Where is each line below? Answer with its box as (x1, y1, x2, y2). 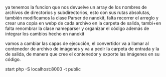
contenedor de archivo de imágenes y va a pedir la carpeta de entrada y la (5, 46, 159, 51)
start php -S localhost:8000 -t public (5, 66, 81, 72)
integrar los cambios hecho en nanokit (5, 31, 85, 36)
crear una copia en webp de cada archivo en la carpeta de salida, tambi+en (5, 20, 161, 26)
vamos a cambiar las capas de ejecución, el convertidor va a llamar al (5, 40, 149, 46)
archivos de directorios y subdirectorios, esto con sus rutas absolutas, (5, 9, 150, 15)
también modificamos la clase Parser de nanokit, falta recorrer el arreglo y (5, 15, 159, 20)
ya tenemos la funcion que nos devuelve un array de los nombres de (5, 4, 147, 10)
